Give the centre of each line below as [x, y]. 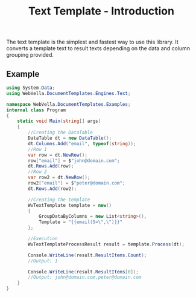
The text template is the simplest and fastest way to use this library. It [93, 42]
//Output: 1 [43, 261]
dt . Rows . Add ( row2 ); [52, 189]
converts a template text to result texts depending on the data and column [98, 48]
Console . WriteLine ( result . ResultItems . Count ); [87, 255]
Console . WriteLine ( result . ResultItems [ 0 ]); [83, 272]
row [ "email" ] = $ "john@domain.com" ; [74, 161]
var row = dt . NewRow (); [58, 155]
